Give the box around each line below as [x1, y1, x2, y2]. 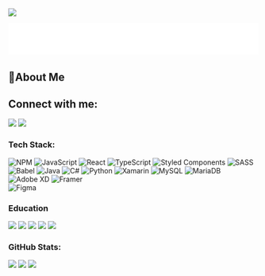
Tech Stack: [8, 139, 56, 150]
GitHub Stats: [8, 241, 62, 252]
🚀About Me [8, 70, 65, 84]
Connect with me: [8, 97, 98, 111]
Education [8, 202, 49, 213]
